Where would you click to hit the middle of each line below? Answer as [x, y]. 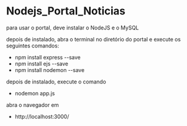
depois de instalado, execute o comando [56, 82]
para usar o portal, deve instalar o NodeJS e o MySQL [73, 28]
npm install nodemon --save [50, 70]
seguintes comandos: [33, 46]
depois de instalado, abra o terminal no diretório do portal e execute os [93, 39]
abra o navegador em [33, 105]
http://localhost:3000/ [42, 116]
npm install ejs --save [42, 64]
